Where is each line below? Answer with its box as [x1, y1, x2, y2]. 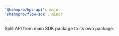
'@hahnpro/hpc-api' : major [4, 7, 61, 12]
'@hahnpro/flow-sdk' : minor [4, 12, 63, 17]
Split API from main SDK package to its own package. [4, 25, 115, 31]
